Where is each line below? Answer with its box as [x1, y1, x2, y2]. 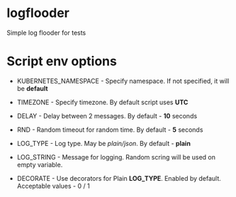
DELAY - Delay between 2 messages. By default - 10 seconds [16, 111, 198, 120]
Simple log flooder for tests [6, 28, 86, 37]
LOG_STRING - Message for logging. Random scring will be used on [16, 152, 216, 161]
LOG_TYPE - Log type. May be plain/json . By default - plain [16, 139, 191, 147]
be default [16, 84, 48, 93]
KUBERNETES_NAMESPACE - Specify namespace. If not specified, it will [16, 77, 230, 85]
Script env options [6, 53, 118, 69]
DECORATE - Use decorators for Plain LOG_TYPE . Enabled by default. [16, 174, 221, 182]
